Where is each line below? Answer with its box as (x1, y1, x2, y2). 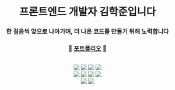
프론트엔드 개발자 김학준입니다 (19, 5, 156, 19)
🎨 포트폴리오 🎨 (68, 45, 107, 53)
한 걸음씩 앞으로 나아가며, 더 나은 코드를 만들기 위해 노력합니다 (6, 27, 169, 35)
